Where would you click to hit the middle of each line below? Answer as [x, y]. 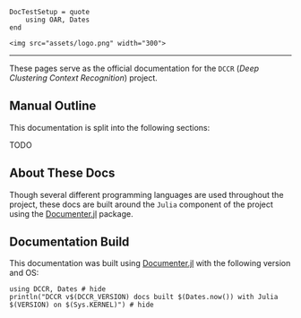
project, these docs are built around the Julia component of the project [141, 204]
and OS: [24, 273]
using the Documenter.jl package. [71, 213]
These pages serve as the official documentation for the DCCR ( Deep [134, 68]
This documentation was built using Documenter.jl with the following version [150, 263]
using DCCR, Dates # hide [57, 289]
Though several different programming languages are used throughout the [146, 194]
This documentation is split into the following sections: [110, 127]
